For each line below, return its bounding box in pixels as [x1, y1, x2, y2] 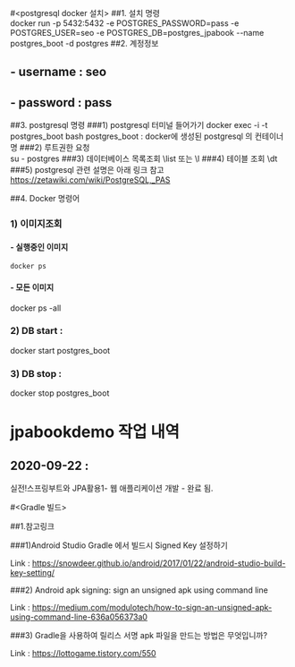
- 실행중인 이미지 [10, 241, 69, 252]
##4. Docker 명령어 [10, 193, 80, 204]
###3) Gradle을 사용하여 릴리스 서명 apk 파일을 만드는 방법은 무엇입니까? [10, 630, 267, 641]
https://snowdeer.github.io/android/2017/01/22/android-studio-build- [31, 558, 286, 569]
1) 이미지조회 [10, 218, 63, 230]
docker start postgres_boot [10, 345, 111, 355]
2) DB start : [10, 325, 63, 338]
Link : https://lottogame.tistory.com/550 [10, 648, 156, 659]
